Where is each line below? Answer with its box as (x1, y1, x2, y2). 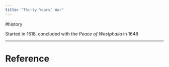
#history (5, 21, 23, 27)
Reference (5, 53, 49, 64)
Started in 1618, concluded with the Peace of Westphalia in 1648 (5, 30, 138, 36)
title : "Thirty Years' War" (5, 7, 64, 12)
